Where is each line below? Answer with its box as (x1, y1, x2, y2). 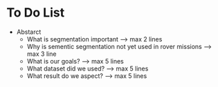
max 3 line (26, 50, 57, 58)
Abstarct (16, 28, 42, 36)
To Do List (6, 5, 65, 21)
